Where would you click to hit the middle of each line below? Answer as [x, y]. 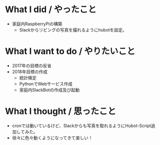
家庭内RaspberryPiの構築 [37, 24]
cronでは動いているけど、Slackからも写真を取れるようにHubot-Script [81, 126]
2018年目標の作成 [30, 72]
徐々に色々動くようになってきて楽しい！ [52, 138]
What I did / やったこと [51, 9]
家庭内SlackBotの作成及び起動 [49, 90]
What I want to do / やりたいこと [70, 51]
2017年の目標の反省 [32, 65]
